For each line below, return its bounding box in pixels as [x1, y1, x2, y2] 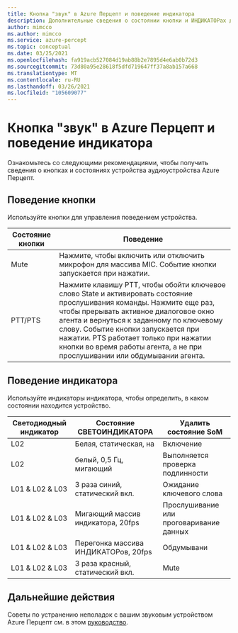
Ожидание [162, 479, 200, 489]
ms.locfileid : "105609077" [7, 89, 87, 96]
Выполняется [162, 450, 209, 460]
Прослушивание [162, 500, 220, 510]
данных [162, 526, 189, 536]
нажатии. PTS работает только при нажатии [59, 332, 211, 342]
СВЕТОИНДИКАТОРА [77, 427, 154, 437]
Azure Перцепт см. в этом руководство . [7, 617, 129, 626]
